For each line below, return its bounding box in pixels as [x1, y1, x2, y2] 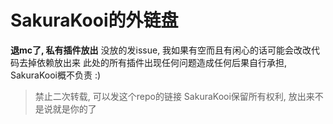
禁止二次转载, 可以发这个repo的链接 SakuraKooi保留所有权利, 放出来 [34, 90, 315, 102]
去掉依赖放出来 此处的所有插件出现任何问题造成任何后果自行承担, [18, 56, 287, 68]
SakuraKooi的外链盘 [10, 9, 179, 32]
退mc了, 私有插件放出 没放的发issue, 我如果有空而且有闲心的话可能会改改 [10, 44, 312, 56]
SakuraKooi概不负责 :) [10, 69, 102, 81]
